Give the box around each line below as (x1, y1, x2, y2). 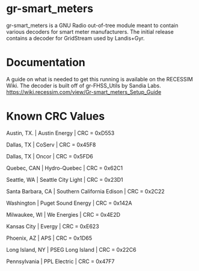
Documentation (6, 56, 86, 69)
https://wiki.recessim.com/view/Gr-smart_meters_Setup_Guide (6, 88, 162, 95)
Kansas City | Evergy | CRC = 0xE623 (6, 222, 99, 230)
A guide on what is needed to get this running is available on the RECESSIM (6, 75, 194, 83)
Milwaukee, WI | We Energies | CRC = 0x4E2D (6, 211, 121, 218)
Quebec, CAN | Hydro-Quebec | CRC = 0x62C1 (6, 164, 123, 172)
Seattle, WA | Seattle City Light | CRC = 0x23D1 (6, 176, 123, 183)
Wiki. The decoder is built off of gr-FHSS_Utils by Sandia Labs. (6, 82, 161, 89)
